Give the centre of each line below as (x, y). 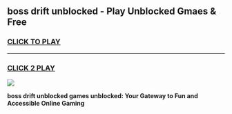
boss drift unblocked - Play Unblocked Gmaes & (112, 11)
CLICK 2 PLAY (31, 68)
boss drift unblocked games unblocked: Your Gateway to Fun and (103, 95)
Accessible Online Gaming (46, 103)
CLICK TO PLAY (34, 42)
